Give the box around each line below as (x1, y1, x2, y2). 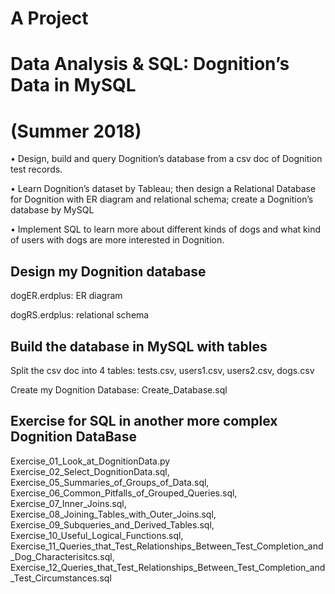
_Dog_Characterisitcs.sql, (10, 550, 115, 562)
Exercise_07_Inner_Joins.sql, (10, 497, 127, 509)
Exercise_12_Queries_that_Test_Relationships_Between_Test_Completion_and (10, 561, 326, 573)
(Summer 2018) (10, 120, 142, 142)
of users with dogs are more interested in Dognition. (10, 234, 225, 246)
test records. (10, 163, 63, 176)
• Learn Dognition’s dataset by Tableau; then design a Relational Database (10, 183, 317, 195)
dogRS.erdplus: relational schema (10, 309, 150, 321)
